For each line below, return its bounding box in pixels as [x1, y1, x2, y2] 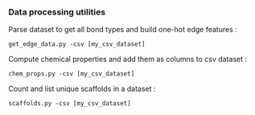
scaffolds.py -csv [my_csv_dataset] [8, 100, 131, 108]
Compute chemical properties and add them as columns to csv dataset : [8, 55, 248, 64]
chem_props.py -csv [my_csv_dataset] [8, 70, 135, 78]
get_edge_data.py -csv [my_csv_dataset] [8, 40, 146, 48]
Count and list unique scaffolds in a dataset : [8, 84, 156, 94]
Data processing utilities [8, 6, 106, 18]
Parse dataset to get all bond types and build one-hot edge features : [8, 25, 237, 35]
